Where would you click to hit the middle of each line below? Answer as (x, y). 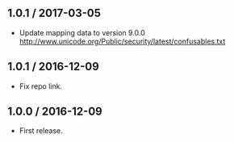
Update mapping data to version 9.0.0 (82, 32)
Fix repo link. (40, 86)
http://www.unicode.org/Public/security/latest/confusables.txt (122, 41)
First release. (41, 131)
